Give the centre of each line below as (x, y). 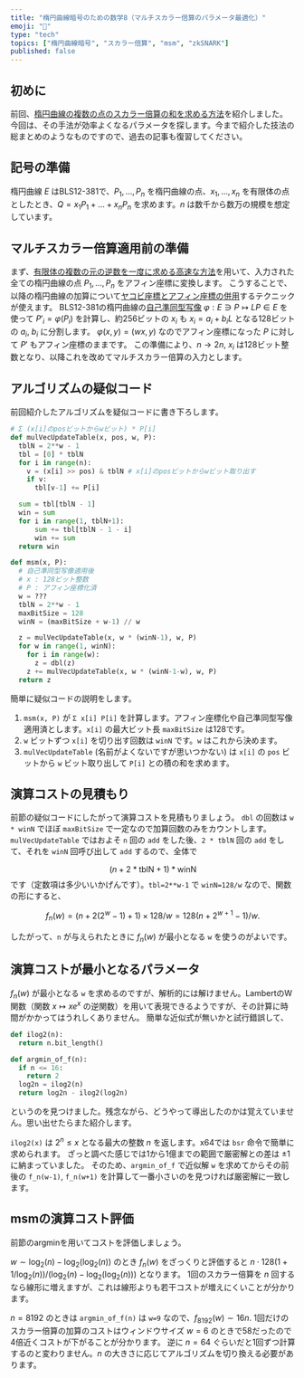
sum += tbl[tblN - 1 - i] (83, 529)
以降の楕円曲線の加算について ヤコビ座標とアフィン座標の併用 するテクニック (153, 296)
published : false (43, 52)
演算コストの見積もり (70, 794)
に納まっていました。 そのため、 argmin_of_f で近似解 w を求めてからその (146, 1164)
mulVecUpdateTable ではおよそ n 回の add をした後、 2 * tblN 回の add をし (147, 840)
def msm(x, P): (39, 563)
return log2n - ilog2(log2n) (73, 1093)
